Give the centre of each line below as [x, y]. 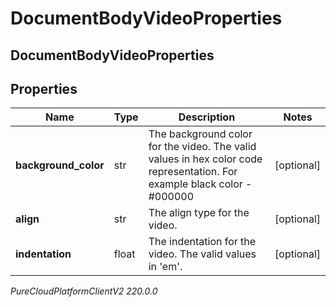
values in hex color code [205, 159]
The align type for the [199, 213]
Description [207, 117]
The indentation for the [202, 242]
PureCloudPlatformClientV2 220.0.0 [84, 291]
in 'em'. [165, 267]
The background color [200, 134]
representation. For [193, 172]
